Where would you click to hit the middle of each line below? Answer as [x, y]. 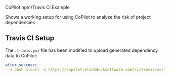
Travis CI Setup [30, 38]
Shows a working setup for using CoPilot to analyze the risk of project [78, 17]
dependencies [20, 22]
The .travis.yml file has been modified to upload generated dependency [82, 50]
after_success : [21, 65]
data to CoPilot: [22, 55]
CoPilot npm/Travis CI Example [37, 7]
